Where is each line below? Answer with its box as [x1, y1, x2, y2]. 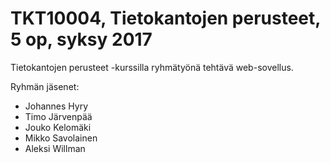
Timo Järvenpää [24, 110, 93, 122]
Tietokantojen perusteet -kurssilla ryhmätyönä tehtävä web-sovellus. [10, 61, 294, 73]
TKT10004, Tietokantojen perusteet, [10, 7, 321, 30]
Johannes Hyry [24, 100, 89, 112]
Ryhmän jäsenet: [10, 80, 80, 92]
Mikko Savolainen [24, 132, 98, 144]
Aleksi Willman [24, 142, 86, 154]
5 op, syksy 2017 [10, 28, 153, 51]
